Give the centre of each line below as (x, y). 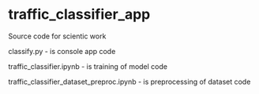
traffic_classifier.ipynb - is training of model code (88, 66)
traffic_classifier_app (79, 14)
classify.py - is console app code (62, 51)
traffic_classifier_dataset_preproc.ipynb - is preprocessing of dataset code (129, 81)
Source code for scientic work (57, 36)
